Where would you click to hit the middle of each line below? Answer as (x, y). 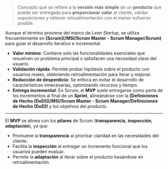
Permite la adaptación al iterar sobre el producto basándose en (78, 157)
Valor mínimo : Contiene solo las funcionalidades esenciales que (78, 53)
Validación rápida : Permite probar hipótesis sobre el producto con (81, 69)
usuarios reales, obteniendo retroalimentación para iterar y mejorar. (82, 74)
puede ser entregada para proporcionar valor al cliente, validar (83, 12)
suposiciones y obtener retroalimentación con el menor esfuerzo (84, 18)
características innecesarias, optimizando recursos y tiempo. (75, 85)
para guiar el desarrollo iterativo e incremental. (53, 43)
